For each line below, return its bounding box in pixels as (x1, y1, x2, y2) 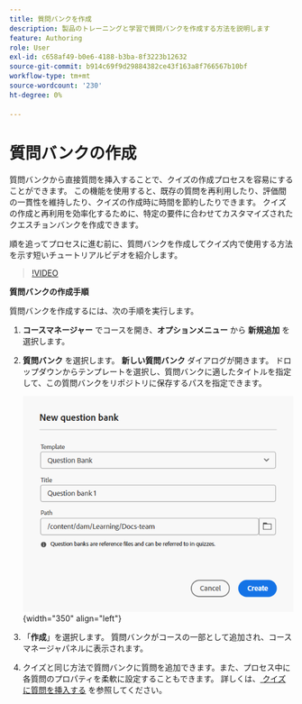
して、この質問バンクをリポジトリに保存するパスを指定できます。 (22, 378, 267, 389)
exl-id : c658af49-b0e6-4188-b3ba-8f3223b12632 (9, 52, 188, 62)
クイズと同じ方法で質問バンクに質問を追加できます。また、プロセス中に (22, 662, 291, 672)
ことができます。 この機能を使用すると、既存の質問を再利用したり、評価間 (9, 186, 287, 197)
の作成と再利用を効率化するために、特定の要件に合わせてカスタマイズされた (9, 208, 294, 219)
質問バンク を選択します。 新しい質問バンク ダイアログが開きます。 (22, 355, 274, 366)
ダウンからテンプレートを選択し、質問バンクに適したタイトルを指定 (38, 366, 292, 378)
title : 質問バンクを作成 (9, 14, 92, 23)
